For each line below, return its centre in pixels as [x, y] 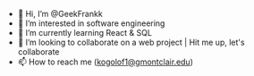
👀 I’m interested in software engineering [91, 23]
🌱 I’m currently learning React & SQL [85, 33]
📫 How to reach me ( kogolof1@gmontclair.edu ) [106, 62]
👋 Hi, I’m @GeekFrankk [60, 14]
